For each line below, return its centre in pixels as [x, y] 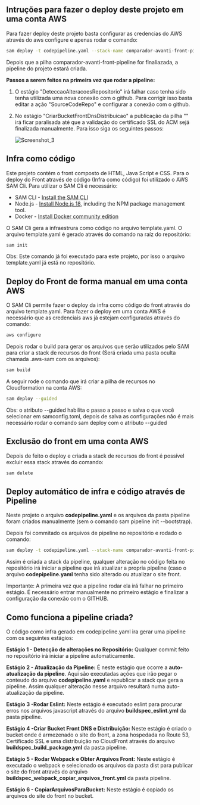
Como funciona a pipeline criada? [70, 617]
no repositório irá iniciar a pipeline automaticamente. [71, 656]
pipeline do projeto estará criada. [47, 69]
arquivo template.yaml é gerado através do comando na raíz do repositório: [99, 234]
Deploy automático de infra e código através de [96, 491]
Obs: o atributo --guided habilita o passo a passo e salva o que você [90, 410]
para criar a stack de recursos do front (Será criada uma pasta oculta [91, 353]
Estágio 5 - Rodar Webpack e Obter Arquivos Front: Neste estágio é [91, 759]
